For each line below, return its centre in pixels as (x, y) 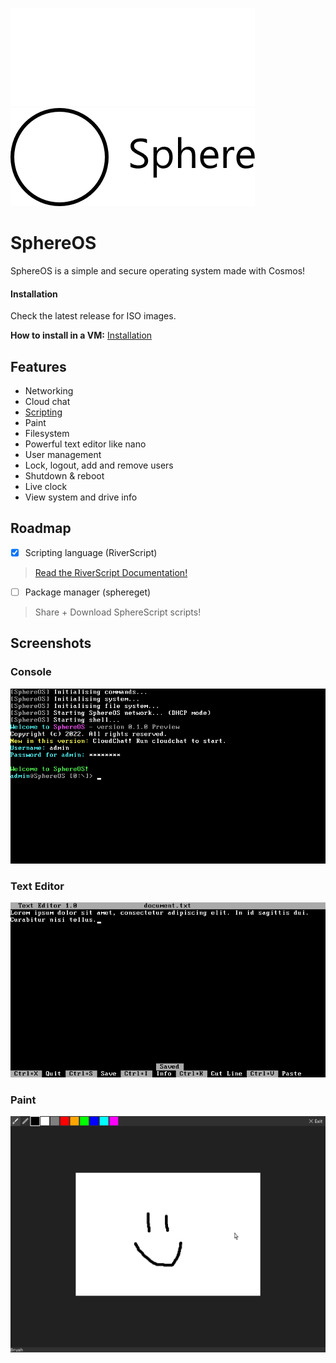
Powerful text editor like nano (85, 444)
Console (31, 672)
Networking (49, 390)
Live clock (46, 486)
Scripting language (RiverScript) (91, 552)
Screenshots (51, 643)
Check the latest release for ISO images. (93, 316)
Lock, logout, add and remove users (99, 465)
